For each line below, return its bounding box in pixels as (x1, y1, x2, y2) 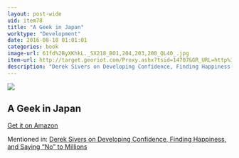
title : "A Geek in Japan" (7, 23, 84, 30)
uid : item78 (7, 17, 43, 24)
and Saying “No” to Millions (7, 142, 87, 151)
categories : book (7, 43, 59, 50)
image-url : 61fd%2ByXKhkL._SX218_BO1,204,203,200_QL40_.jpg (7, 50, 190, 57)
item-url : (7, 57, 37, 64)
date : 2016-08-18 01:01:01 (7, 37, 87, 44)
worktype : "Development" (7, 30, 81, 38)
